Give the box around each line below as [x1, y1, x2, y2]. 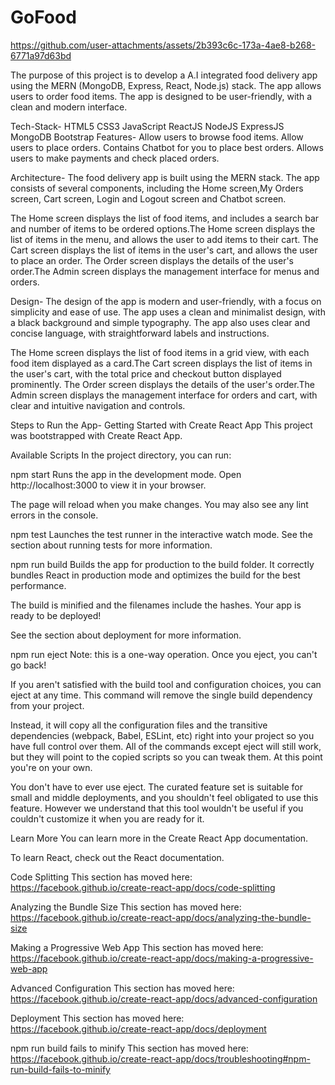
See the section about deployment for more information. [10, 629, 242, 641]
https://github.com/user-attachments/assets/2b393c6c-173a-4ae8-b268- [10, 39, 317, 51]
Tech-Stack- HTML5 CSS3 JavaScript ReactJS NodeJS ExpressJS [10, 120, 285, 132]
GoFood [10, 6, 77, 29]
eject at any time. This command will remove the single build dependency [10, 689, 313, 701]
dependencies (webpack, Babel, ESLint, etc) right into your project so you [10, 729, 315, 741]
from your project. [10, 699, 85, 711]
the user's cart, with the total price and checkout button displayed [10, 367, 282, 380]
